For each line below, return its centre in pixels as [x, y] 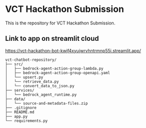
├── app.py [16, 116]
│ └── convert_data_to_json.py [40, 86]
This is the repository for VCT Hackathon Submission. [60, 23]
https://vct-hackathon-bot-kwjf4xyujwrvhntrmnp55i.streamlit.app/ [73, 50]
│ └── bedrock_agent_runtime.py [41, 95]
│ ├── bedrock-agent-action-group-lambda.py [54, 68]
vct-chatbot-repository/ [31, 60]
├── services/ [20, 90]
